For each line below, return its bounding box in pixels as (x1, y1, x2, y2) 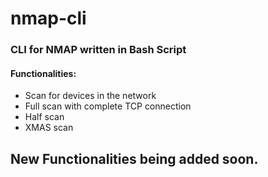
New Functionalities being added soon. (10, 150, 259, 167)
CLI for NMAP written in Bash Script (10, 43, 187, 57)
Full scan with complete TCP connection (24, 100, 192, 112)
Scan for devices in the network (24, 90, 157, 102)
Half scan (24, 111, 65, 123)
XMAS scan (24, 122, 74, 134)
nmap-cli (10, 7, 87, 30)
